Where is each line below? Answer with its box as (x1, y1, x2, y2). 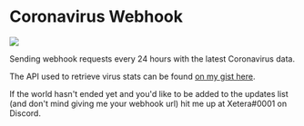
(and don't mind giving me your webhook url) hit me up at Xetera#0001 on (9, 98, 288, 109)
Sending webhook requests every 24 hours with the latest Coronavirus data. (9, 53, 296, 64)
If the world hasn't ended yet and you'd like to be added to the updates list (9, 88, 289, 99)
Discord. (9, 107, 41, 119)
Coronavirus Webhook (9, 6, 184, 27)
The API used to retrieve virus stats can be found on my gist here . (9, 71, 256, 82)
